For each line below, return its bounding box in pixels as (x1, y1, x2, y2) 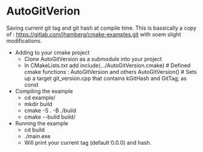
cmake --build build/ (24, 113, 76, 121)
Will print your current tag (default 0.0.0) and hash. (24, 139, 152, 146)
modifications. (6, 37, 43, 44)
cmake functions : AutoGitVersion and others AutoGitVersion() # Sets (24, 68, 198, 75)
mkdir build (24, 100, 53, 107)
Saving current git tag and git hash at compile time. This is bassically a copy (6, 24, 197, 31)
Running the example (15, 119, 69, 127)
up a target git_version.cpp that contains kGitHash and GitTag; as (24, 74, 187, 82)
